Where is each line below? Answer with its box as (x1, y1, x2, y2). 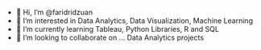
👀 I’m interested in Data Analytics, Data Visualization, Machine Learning (15, 16, 254, 25)
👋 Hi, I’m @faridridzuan (15, 8, 93, 17)
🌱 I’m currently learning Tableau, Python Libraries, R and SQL (15, 25, 220, 33)
